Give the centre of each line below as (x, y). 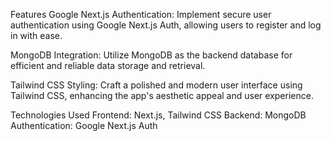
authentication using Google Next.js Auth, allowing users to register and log (166, 25)
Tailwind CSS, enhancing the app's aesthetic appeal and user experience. (162, 95)
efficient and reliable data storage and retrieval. (108, 65)
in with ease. (36, 35)
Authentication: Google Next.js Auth (84, 125)
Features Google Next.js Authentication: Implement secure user (141, 14)
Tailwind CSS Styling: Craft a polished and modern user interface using (156, 85)
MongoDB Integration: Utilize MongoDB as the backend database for (151, 55)
